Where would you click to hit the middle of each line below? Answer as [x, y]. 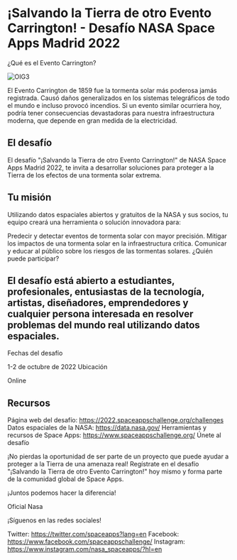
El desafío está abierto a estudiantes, [91, 281]
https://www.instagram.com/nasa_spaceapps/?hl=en [85, 549]
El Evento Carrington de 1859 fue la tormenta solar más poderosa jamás [112, 90]
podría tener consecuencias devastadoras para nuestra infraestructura [111, 113]
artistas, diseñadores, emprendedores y [98, 303]
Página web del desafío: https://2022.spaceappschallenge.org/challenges [116, 420]
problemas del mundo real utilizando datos [104, 325]
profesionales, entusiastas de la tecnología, [106, 291]
